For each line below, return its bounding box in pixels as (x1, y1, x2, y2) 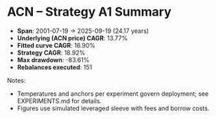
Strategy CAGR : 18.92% (16, 49, 86, 57)
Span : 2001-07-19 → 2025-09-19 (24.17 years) (16, 27, 149, 35)
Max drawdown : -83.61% (16, 55, 90, 64)
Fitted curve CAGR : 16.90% (16, 41, 96, 49)
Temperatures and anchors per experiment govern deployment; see (16, 90, 209, 98)
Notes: (7, 76, 26, 84)
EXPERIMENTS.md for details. (16, 96, 102, 105)
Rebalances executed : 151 (16, 63, 93, 71)
